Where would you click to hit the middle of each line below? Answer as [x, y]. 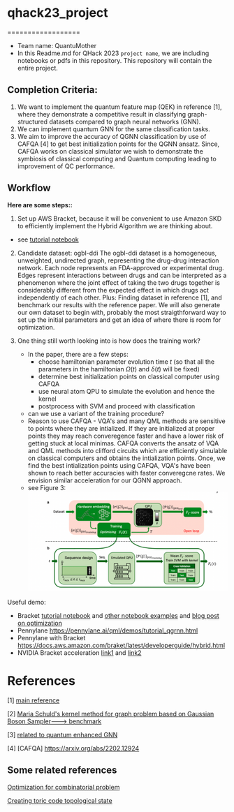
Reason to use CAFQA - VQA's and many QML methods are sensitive [126, 421]
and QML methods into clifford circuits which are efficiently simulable [127, 450]
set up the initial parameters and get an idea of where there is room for [119, 320]
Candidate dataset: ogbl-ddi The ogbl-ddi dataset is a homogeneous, [117, 253]
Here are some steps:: [40, 205]
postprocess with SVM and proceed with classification [117, 406]
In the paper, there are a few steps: [78, 354]
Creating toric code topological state [60, 800]
